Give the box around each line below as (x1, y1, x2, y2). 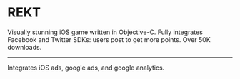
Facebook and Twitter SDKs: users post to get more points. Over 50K (7, 35, 211, 43)
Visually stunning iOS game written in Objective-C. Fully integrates (7, 28, 204, 36)
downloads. (7, 43, 42, 51)
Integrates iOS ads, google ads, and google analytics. (7, 63, 165, 72)
